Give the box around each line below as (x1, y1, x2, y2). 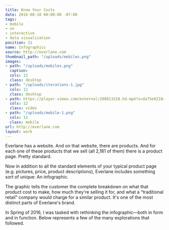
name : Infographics (5, 45, 46, 50)
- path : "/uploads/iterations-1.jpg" (5, 82, 84, 87)
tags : (5, 17, 17, 22)
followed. (5, 220, 25, 226)
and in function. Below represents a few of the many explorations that (5, 215, 149, 221)
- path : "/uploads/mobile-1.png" (5, 110, 75, 116)
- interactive (5, 31, 35, 36)
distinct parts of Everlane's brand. (5, 200, 75, 206)
